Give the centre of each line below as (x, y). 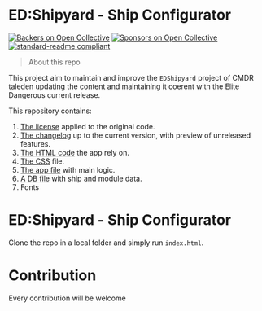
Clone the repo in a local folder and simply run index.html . (106, 243)
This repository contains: (50, 111)
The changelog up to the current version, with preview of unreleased (135, 135)
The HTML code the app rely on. (75, 152)
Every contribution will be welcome (67, 298)
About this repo (54, 62)
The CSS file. (42, 161)
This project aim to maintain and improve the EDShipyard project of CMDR (131, 77)
